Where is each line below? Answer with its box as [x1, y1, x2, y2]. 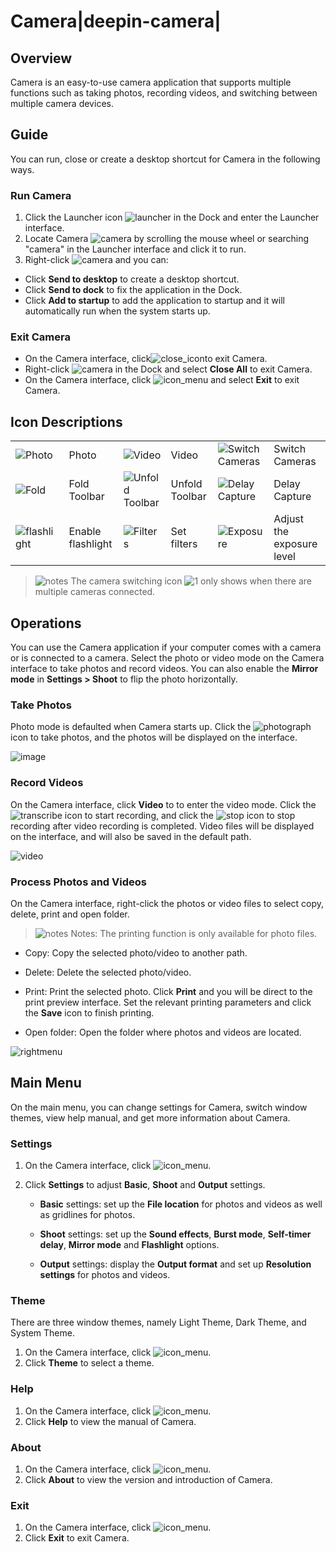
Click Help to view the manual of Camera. [24, 1415, 197, 1427]
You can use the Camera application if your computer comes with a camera [10, 641, 322, 654]
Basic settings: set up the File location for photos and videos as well [39, 1198, 323, 1210]
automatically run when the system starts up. [24, 305, 211, 317]
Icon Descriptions [10, 413, 123, 430]
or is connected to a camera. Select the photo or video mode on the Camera [10, 652, 325, 664]
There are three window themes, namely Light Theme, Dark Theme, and [10, 1316, 307, 1329]
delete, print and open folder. [10, 908, 130, 920]
